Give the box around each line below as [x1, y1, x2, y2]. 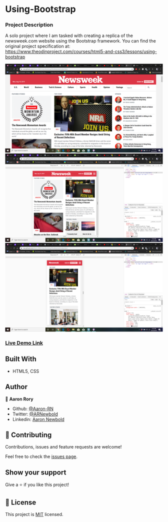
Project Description [5, 21, 53, 28]
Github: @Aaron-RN [12, 405, 54, 411]
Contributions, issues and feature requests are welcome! [5, 444, 122, 450]
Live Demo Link [5, 339, 43, 346]
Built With [5, 355, 36, 363]
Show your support [5, 468, 66, 476]
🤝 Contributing [5, 430, 52, 439]
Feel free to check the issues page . [5, 453, 77, 459]
